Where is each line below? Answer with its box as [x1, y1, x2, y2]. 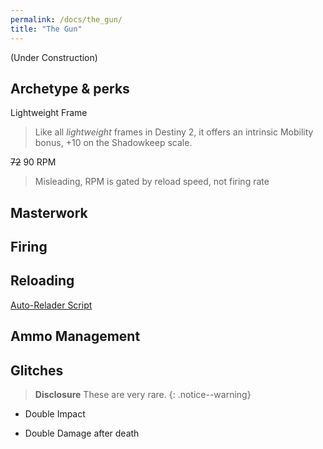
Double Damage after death [24, 427, 140, 440]
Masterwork [10, 204, 88, 221]
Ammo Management [10, 328, 141, 345]
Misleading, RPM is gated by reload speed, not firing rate [34, 176, 270, 188]
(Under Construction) [10, 51, 98, 63]
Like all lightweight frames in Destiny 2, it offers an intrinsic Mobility [34, 126, 314, 138]
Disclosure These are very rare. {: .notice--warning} [34, 389, 252, 401]
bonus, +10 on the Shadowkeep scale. [34, 137, 193, 149]
